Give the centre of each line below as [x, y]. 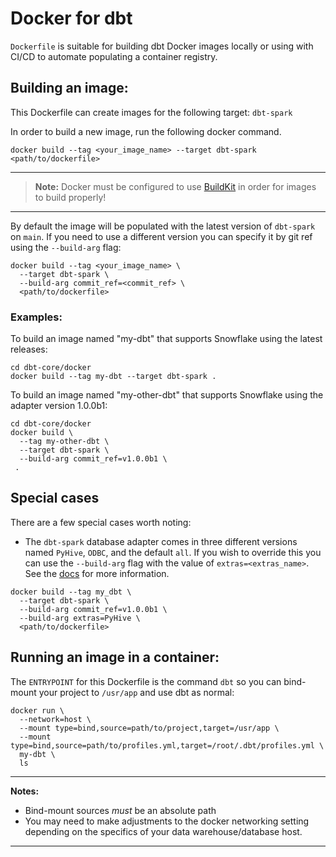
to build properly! [70, 197]
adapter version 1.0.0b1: [59, 406]
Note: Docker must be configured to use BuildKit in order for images [175, 186]
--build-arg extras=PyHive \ [80, 618]
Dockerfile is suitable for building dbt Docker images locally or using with [162, 46]
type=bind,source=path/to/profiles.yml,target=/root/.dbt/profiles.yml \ [167, 745]
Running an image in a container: [115, 657]
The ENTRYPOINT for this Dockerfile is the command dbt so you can [146, 681]
